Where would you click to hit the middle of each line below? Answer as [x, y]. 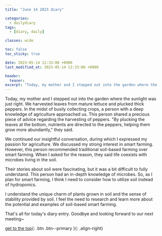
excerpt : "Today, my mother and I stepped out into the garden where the [81, 85]
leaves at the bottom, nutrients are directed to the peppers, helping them [78, 125]
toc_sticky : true [23, 54]
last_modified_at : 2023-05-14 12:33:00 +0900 [52, 67]
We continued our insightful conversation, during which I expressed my [76, 139]
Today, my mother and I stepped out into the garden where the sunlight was [81, 99]
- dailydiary [23, 23]
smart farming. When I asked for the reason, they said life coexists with [76, 155]
